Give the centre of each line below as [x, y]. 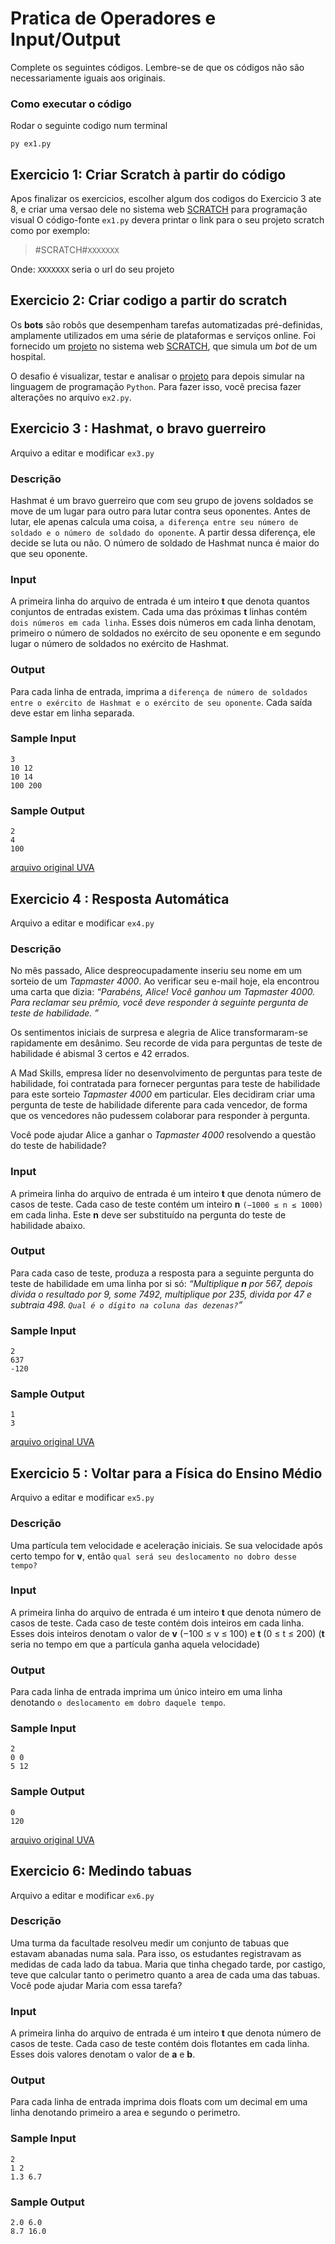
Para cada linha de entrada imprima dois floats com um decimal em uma [159, 2102]
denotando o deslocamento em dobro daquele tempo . [118, 1703]
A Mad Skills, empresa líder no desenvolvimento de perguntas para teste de [166, 1073]
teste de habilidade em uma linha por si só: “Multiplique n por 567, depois [161, 1283]
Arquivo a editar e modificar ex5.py [82, 1498]
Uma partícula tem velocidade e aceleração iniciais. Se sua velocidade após [166, 1545]
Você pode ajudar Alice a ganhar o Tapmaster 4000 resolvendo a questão [163, 1135]
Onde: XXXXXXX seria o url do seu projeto [92, 269]
